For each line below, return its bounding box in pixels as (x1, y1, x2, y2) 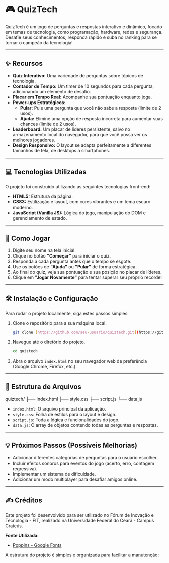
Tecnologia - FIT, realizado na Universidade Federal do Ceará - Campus (5, 518, 154, 524)
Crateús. (5, 523, 23, 529)
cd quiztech (12, 349, 38, 354)
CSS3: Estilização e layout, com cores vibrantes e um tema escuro (12, 198, 151, 204)
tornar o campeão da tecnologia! (5, 39, 73, 45)
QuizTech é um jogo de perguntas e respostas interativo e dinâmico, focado (5, 23, 162, 30)
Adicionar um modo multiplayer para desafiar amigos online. (12, 476, 138, 482)
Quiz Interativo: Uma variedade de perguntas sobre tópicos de (12, 72, 143, 78)
